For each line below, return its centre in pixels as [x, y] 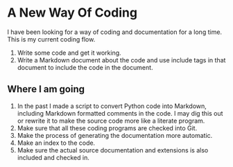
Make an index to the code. [56, 143]
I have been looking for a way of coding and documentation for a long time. [115, 32]
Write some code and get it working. [69, 53]
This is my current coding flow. [51, 39]
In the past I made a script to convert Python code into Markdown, [112, 106]
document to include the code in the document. [85, 67]
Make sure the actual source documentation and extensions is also [113, 150]
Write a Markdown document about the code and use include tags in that [121, 60]
